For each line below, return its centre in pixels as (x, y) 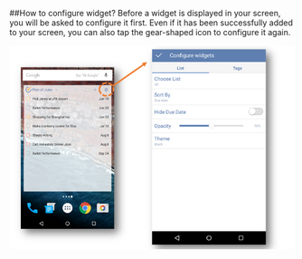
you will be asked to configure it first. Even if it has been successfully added (151, 23)
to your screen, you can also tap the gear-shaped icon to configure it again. (150, 32)
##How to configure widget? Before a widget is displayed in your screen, (145, 13)
